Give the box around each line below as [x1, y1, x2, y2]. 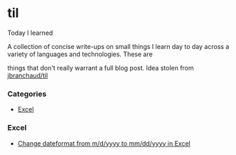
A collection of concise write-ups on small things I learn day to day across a [7, 42, 230, 50]
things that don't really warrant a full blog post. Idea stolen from [7, 63, 194, 72]
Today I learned [7, 28, 53, 37]
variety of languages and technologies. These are [7, 50, 153, 58]
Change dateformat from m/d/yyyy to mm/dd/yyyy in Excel [17, 139, 191, 147]
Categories [7, 89, 47, 99]
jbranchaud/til [7, 71, 48, 80]
